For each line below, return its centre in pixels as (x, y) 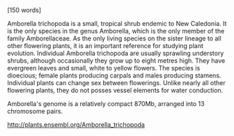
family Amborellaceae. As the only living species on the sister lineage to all (114, 38)
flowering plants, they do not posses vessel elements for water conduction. (115, 90)
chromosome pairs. (35, 111)
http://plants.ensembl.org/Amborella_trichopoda (76, 124)
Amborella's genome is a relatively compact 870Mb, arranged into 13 (106, 104)
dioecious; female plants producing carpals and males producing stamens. (114, 75)
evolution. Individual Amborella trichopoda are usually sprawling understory (116, 53)
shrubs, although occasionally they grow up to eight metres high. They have (116, 61)
